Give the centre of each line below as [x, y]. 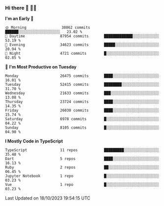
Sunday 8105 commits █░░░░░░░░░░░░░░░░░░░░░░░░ [82, 128]
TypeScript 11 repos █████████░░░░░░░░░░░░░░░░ [82, 150]
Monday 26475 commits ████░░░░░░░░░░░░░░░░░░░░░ [82, 76]
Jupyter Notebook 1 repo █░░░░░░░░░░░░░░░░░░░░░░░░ [82, 176]
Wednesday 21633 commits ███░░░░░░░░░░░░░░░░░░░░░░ [82, 93]
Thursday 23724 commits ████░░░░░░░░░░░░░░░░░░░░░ [82, 102]
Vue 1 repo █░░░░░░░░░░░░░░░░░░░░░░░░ [82, 185]
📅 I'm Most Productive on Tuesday [41, 67]
